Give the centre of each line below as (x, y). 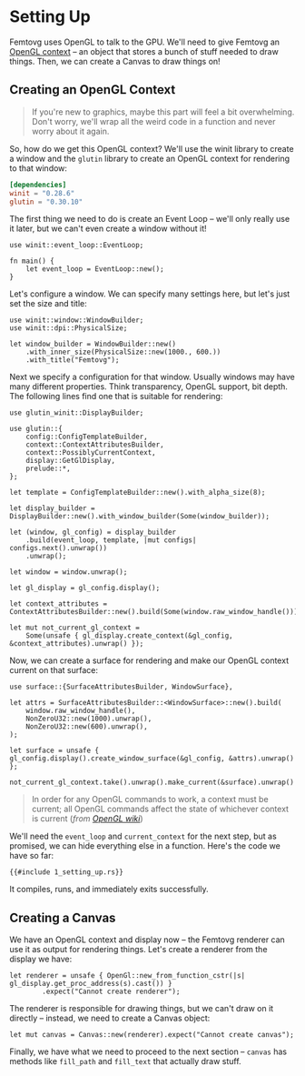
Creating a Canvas (63, 917)
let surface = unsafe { (54, 751)
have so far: (32, 856)
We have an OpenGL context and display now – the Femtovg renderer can (148, 940)
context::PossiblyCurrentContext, (91, 453)
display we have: (41, 959)
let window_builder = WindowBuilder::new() (93, 344)
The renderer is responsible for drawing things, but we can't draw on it (142, 1009)
